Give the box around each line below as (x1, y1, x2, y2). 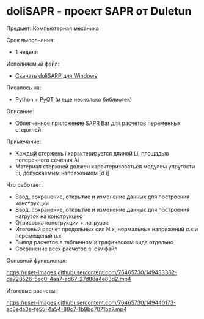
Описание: (6, 107, 34, 114)
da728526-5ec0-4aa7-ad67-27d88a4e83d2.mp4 (6, 275, 131, 282)
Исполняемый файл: (6, 60, 60, 67)
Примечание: (6, 138, 42, 145)
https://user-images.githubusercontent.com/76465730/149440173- (6, 299, 177, 306)
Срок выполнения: (6, 36, 55, 43)
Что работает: (6, 181, 43, 188)
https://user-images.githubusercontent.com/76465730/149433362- (6, 268, 178, 276)
